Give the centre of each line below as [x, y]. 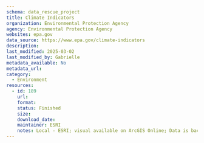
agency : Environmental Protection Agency [59, 29]
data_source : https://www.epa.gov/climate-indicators [76, 40]
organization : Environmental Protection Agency [68, 23]
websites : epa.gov [29, 35]
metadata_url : [24, 68]
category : [19, 74]
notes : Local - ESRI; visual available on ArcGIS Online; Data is [103, 131]
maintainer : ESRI [39, 125]
